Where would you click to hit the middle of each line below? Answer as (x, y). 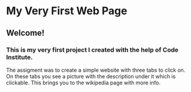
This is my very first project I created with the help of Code (93, 50)
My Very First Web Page (67, 11)
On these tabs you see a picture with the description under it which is (91, 76)
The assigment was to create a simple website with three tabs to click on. (96, 70)
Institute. (20, 57)
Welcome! (25, 33)
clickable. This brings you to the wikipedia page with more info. (83, 83)
